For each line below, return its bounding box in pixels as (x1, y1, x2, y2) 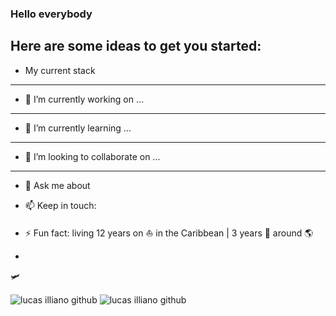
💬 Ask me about (24, 179, 91, 191)
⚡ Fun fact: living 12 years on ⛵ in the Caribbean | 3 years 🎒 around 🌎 (24, 227, 314, 239)
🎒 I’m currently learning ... (24, 122, 132, 134)
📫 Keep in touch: (24, 199, 97, 211)
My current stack (24, 64, 96, 76)
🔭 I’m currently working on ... (24, 93, 144, 105)
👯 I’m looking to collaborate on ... (24, 150, 161, 162)
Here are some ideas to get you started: (10, 38, 262, 55)
